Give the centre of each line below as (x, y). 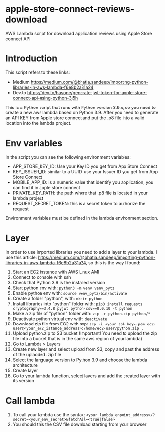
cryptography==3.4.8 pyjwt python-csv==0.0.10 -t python (73, 308)
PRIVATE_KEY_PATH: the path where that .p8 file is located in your (80, 193)
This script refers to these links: (38, 72)
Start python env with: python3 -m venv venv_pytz (63, 288)
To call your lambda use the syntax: (49, 414)
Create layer (25, 370)
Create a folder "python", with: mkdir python (58, 298)
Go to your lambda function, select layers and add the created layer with (86, 376)
